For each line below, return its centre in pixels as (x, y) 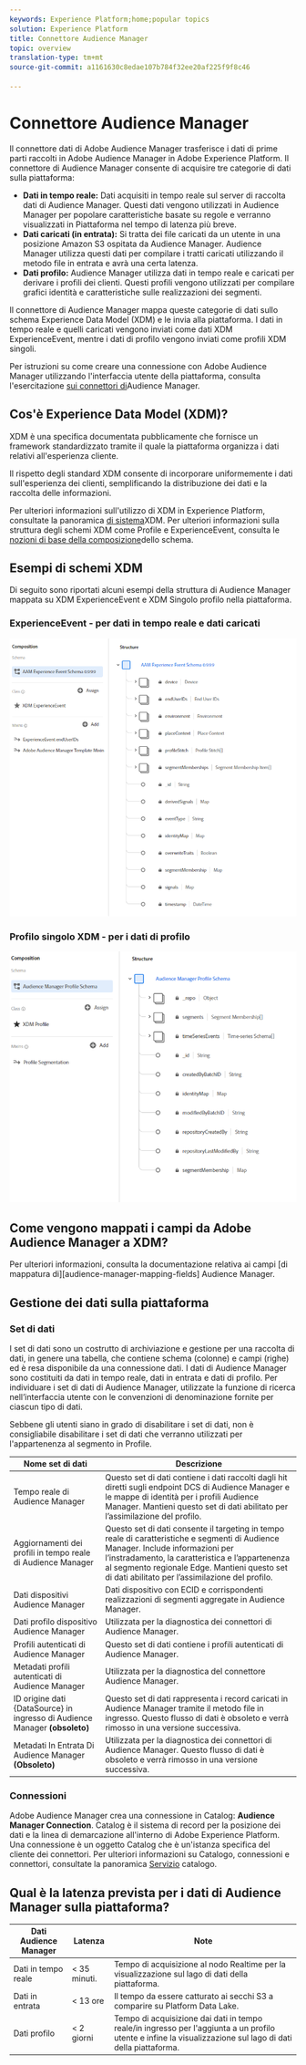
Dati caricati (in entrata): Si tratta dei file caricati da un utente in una (151, 233)
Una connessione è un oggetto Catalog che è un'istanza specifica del (140, 1845)
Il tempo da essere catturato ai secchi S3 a (194, 1996)
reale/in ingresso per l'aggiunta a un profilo (194, 2029)
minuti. (84, 1978)
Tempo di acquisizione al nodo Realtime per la (200, 1964)
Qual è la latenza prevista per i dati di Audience (145, 1893)
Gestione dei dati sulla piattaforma (109, 1303)
